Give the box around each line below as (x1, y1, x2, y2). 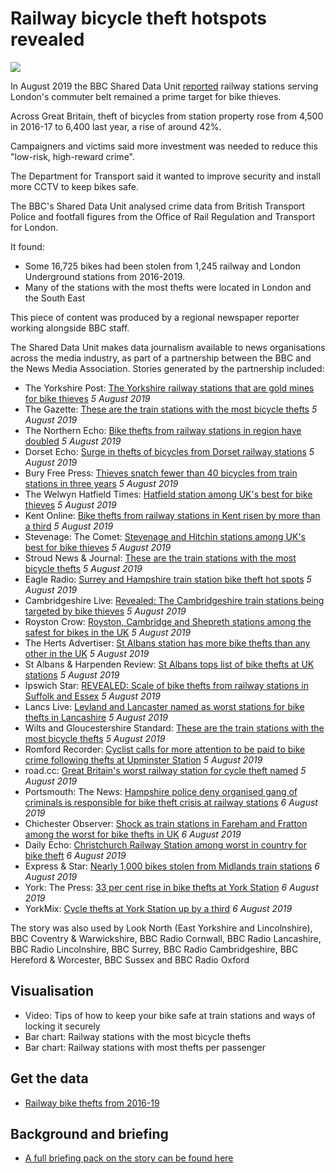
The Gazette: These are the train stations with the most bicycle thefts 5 (24, 403, 318, 415)
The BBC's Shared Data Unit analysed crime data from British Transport (10, 200, 306, 212)
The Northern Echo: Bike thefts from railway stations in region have (24, 424, 302, 436)
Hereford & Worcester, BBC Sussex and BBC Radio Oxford (10, 953, 250, 966)
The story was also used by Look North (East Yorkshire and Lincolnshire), (10, 922, 313, 934)
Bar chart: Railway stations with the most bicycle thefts (24, 1030, 252, 1042)
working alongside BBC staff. (10, 322, 130, 334)
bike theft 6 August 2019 (24, 849, 127, 861)
